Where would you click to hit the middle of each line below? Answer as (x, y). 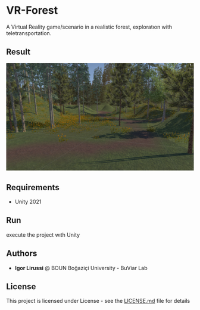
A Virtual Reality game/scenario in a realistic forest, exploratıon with (89, 27)
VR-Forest (32, 10)
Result (18, 52)
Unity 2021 (28, 201)
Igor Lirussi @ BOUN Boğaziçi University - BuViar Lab (81, 268)
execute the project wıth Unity (43, 235)
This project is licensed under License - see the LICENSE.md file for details (98, 301)
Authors (22, 254)
